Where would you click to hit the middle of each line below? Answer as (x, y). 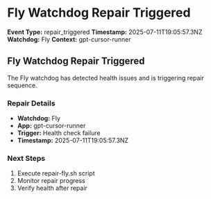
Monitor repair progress (51, 181)
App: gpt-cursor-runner (51, 126)
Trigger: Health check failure (59, 133)
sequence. (23, 85)
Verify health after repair (52, 188)
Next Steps (26, 158)
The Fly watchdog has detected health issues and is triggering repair (106, 78)
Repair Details (31, 103)
